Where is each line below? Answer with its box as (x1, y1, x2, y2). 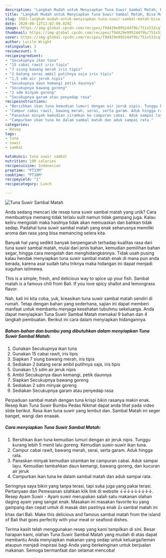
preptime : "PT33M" (5, 168, 43, 173)
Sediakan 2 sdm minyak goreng (12, 382, 77, 388)
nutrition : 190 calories (5, 159, 56, 164)
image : (5, 26, 19, 31)
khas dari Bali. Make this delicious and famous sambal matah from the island (5, 511, 161, 517)
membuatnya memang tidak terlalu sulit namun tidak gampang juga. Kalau (5, 215, 156, 220)
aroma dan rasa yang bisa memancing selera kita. (5, 230, 106, 236)
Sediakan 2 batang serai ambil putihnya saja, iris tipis (12, 361, 121, 367)
